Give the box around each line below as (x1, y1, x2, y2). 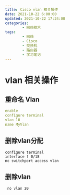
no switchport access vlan (5, 158, 59, 163)
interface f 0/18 (5, 154, 40, 159)
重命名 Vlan (5, 95, 40, 103)
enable (5, 109, 18, 114)
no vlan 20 (7, 186, 29, 191)
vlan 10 (5, 117, 21, 123)
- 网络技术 (22, 25, 41, 30)
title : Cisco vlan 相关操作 (5, 7, 58, 12)
